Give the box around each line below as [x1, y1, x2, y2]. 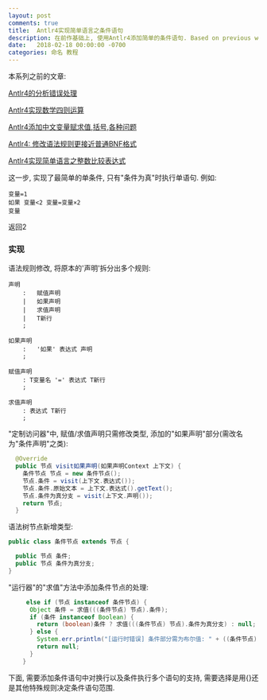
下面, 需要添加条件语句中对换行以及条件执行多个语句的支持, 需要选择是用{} [8, 673, 252, 682]
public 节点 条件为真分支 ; [15, 560, 95, 568]
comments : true [8, 19, 59, 27]
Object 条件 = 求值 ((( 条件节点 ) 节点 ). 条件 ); [29, 605, 168, 613]
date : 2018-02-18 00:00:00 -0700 [8, 41, 126, 49]
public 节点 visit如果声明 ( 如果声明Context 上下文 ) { [15, 462, 181, 470]
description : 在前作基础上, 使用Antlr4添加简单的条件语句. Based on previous [8, 33, 252, 42]
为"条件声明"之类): [8, 439, 69, 449]
